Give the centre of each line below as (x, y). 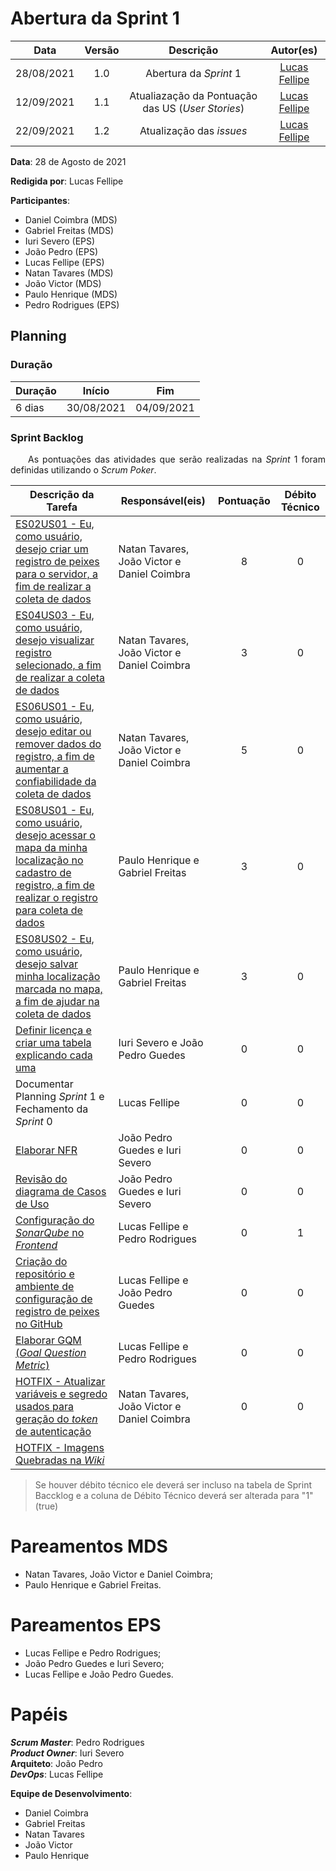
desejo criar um (52, 549)
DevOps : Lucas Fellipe (57, 1774)
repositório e (45, 1274)
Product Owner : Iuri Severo (67, 1753)
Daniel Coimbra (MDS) (71, 219)
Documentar (44, 1084)
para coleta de (49, 910)
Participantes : (40, 200)
